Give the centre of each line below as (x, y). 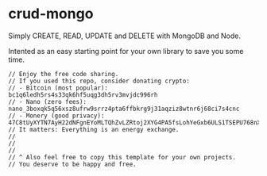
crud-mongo (51, 14)
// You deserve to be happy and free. (72, 164)
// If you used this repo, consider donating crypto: (99, 81)
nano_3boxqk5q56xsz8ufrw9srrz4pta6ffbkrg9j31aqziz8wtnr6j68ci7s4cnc (124, 109)
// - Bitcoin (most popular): (58, 88)
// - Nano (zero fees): (48, 101)
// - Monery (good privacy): (56, 116)
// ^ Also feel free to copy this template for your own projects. (122, 157)
